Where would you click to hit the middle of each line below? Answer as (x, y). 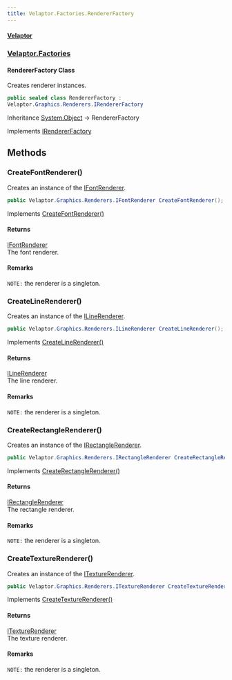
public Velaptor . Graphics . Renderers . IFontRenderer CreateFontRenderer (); (116, 200)
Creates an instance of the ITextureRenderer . (71, 573)
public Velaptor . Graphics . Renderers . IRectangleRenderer (89, 457)
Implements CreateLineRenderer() (56, 342)
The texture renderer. (37, 638)
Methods (27, 153)
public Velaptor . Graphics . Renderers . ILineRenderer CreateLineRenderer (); (116, 329)
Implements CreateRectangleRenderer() (64, 470)
